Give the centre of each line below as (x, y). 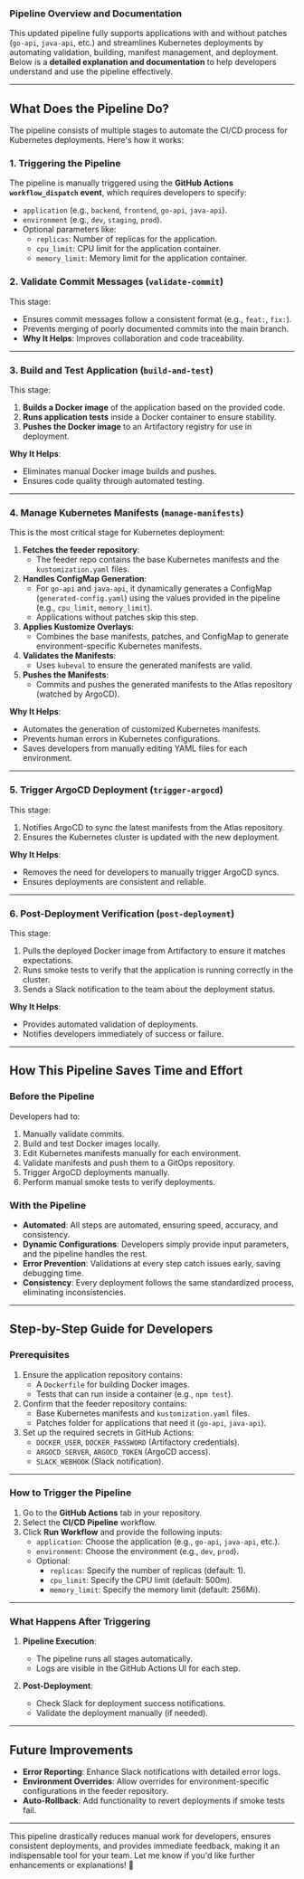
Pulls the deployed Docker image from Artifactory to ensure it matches (154, 950)
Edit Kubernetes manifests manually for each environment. (132, 1153)
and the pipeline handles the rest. (85, 1253)
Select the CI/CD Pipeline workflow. (90, 1522)
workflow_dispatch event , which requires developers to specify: (128, 193)
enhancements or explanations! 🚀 (71, 1865)
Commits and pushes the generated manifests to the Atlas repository (164, 685)
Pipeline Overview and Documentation (96, 14)
